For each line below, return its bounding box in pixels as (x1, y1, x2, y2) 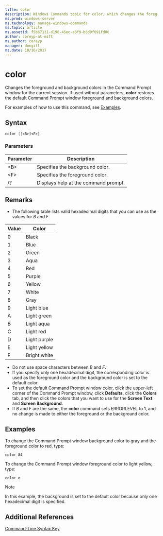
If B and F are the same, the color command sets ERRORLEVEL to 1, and (12, 406, 156, 412)
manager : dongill (5, 43, 40, 48)
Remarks (5, 195, 33, 204)
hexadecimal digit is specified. (5, 499, 66, 504)
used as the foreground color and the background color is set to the (12, 375, 148, 380)
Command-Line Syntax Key (5, 525, 60, 531)
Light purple (26, 336, 53, 343)
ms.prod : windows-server (5, 16, 55, 21)
